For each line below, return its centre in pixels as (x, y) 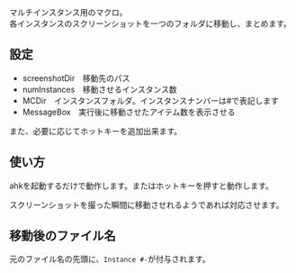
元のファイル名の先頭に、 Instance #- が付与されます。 (110, 259)
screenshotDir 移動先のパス (76, 77)
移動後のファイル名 (63, 236)
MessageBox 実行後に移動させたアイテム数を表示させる (129, 112)
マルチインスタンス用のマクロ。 (68, 12)
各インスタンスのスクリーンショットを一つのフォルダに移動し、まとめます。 (151, 23)
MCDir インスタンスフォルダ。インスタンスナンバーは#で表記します (150, 100)
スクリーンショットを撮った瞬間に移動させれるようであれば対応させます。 (147, 205)
